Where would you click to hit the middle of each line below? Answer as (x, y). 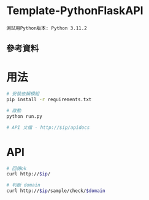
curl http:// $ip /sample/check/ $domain (56, 191)
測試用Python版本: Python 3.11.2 (47, 28)
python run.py (25, 116)
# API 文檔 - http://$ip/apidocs (48, 127)
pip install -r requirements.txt (49, 100)
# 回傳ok (17, 168)
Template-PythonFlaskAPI (75, 11)
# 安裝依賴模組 (23, 94)
